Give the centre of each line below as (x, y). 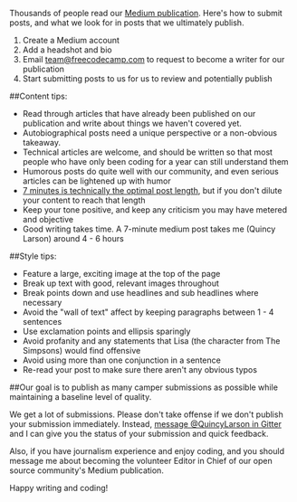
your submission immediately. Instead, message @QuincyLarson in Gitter (146, 424)
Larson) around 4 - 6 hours (73, 238)
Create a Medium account (71, 40)
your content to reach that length (84, 200)
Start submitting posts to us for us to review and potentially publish (148, 79)
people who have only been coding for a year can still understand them (155, 161)
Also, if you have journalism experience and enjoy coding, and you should (147, 451)
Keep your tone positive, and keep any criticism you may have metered (155, 210)
